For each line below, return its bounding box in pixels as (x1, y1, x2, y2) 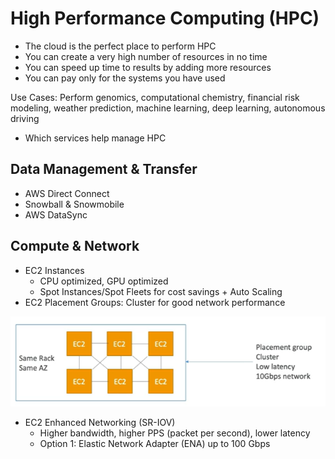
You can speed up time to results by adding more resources (24, 61, 272, 73)
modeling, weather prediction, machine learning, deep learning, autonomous (10, 102, 326, 114)
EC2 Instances (24, 264, 85, 276)
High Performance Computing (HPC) (10, 7, 320, 30)
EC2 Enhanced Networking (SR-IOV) (24, 416, 176, 428)
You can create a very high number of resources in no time (24, 50, 268, 62)
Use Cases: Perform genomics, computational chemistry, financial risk (10, 91, 300, 103)
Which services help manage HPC (24, 132, 167, 144)
